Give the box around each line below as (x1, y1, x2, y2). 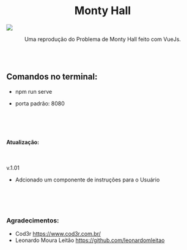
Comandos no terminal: (6, 72, 98, 82)
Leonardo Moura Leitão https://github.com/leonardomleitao (15, 237, 165, 244)
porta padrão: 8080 (15, 99, 65, 107)
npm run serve (15, 88, 53, 95)
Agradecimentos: (6, 216, 59, 224)
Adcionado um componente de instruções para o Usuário (15, 176, 160, 183)
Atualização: (6, 138, 40, 146)
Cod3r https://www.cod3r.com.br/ (15, 230, 101, 238)
